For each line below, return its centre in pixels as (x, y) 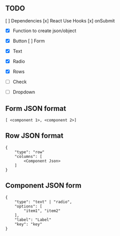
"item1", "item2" (42, 211)
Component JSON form (43, 186)
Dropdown (24, 92)
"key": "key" (28, 224)
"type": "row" (29, 152)
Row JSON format (34, 136)
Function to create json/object (44, 31)
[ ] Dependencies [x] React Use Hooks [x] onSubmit (60, 20)
